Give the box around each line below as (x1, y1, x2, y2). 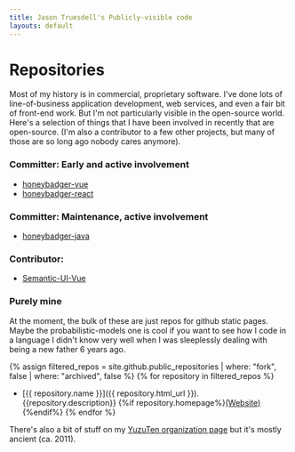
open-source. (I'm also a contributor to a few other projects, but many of (9, 126, 275, 138)
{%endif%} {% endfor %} (21, 407, 116, 417)
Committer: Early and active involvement (9, 158, 189, 171)
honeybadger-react (21, 188, 94, 198)
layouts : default (9, 21, 74, 30)
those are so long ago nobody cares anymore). (9, 136, 181, 147)
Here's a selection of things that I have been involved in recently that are (9, 117, 275, 128)
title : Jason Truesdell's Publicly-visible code (9, 12, 193, 22)
